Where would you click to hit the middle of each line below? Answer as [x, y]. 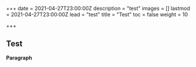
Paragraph [19, 58]
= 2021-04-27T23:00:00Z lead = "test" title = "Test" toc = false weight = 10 [97, 14]
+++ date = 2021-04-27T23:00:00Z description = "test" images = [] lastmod [98, 8]
